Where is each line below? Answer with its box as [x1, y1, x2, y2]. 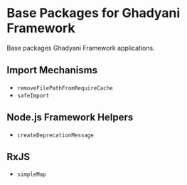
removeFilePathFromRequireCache [16, 84, 113, 92]
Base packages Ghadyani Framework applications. [6, 43, 155, 52]
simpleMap [16, 171, 47, 179]
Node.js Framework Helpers [6, 112, 134, 124]
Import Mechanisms [6, 64, 97, 76]
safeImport [16, 92, 50, 99]
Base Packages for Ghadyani [6, 5, 181, 21]
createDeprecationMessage [16, 132, 94, 139]
